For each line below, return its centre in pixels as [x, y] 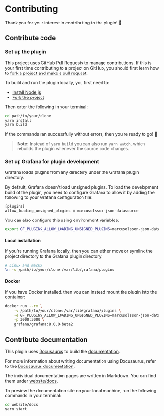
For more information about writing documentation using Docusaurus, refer [81, 361]
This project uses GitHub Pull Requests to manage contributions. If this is [78, 63]
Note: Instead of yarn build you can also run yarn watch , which [81, 144]
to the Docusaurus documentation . [40, 366]
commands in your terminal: [33, 395]
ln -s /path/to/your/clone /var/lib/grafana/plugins [60, 270]
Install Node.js [26, 92]
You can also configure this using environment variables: [62, 220]
